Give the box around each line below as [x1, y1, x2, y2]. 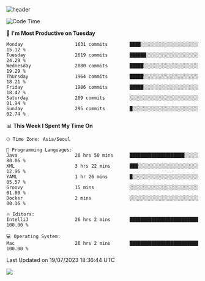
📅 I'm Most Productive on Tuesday [6, 29, 96, 37]
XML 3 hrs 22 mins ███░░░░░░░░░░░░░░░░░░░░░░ [6, 163, 199, 169]
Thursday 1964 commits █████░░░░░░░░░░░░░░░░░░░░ [6, 73, 199, 80]
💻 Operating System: [6, 233, 61, 239]
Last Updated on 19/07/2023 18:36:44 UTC [6, 257, 115, 263]
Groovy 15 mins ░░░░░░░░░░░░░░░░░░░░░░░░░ [6, 184, 199, 190]
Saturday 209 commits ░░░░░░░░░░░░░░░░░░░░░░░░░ [6, 95, 199, 101]
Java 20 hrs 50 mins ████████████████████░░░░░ [6, 152, 199, 159]
